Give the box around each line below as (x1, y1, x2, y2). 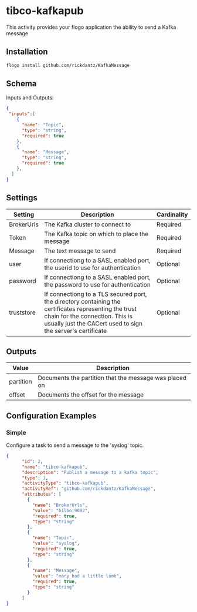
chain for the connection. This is (44, 312, 133, 320)
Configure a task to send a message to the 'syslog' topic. (6, 442, 144, 449)
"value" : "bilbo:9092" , (32, 507, 91, 513)
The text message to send (44, 247, 116, 255)
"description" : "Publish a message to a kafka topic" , (21, 469, 159, 475)
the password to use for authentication (44, 280, 151, 288)
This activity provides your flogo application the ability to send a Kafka (6, 23, 176, 31)
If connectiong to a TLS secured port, (44, 290, 147, 298)
